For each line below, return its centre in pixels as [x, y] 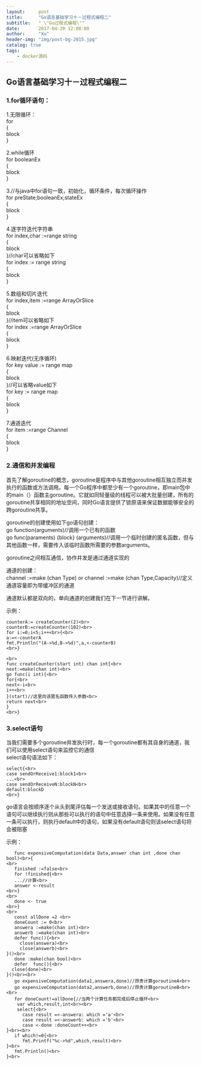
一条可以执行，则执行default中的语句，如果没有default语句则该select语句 [96, 821]
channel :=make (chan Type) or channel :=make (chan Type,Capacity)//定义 [100, 577]
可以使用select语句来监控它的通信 [53, 750]
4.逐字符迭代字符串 [30, 229]
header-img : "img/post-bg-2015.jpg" [52, 39]
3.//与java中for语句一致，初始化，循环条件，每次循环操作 [77, 191]
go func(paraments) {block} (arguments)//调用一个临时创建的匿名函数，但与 [100, 537]
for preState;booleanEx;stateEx [45, 197]
